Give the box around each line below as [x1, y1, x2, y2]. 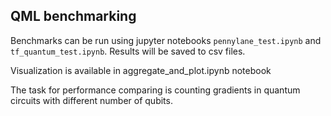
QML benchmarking [10, 8, 137, 25]
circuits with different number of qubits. [10, 94, 173, 106]
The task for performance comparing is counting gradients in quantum [10, 84, 301, 96]
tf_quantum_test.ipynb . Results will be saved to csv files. [10, 45, 246, 57]
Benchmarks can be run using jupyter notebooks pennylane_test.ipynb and [10, 34, 322, 46]
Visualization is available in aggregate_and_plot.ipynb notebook [10, 64, 272, 76]
